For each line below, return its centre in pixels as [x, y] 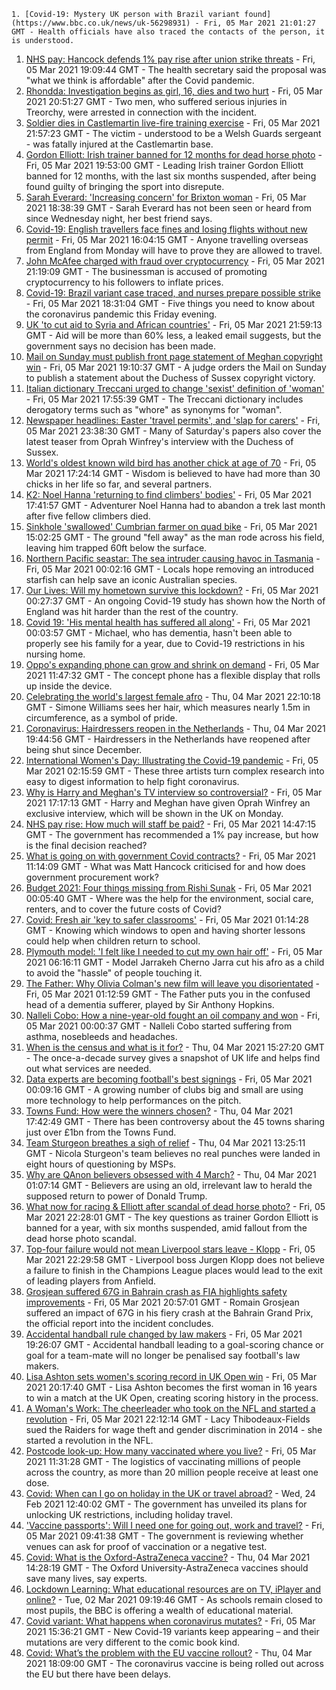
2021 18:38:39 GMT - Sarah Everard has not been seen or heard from [168, 208]
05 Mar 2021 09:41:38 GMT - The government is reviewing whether [164, 1536]
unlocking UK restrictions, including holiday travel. [129, 1514]
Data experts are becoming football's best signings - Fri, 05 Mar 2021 [169, 1079]
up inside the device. [69, 686]
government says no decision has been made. [121, 346]
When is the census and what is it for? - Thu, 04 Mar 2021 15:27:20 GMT [175, 1047]
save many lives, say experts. [86, 1578]
